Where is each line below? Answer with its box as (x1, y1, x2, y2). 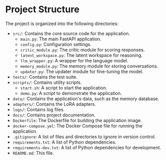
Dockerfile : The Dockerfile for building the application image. (12, 117, 142, 123)
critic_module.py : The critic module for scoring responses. (20, 47, 145, 53)
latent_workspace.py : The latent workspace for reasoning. (20, 52, 143, 58)
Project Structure (5, 4, 80, 15)
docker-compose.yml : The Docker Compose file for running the (12, 123, 143, 129)
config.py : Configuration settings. (20, 41, 92, 47)
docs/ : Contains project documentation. (12, 111, 96, 118)
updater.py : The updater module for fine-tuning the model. (20, 68, 144, 75)
